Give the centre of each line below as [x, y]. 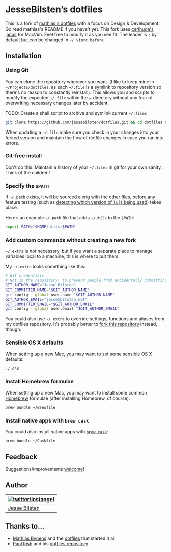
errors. [12, 143]
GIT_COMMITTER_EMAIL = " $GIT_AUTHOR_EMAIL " [50, 304]
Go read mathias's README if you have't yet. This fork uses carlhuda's [79, 29]
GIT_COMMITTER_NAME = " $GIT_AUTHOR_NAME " [48, 290]
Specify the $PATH [27, 186]
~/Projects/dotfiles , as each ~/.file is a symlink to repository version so [83, 87]
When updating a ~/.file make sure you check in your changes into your [82, 132]
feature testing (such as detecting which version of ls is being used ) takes [83, 202]
